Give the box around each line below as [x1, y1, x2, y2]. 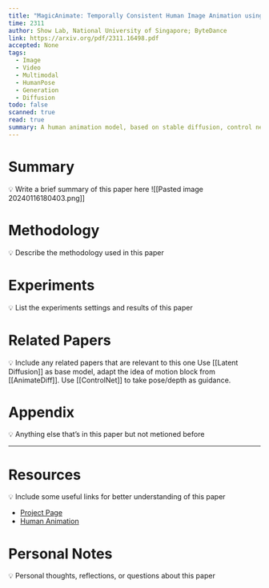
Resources [8, 466, 82, 484]
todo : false [8, 101, 48, 109]
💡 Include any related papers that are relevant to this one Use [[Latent [8, 358, 239, 367]
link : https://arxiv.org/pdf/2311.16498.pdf [8, 34, 159, 42]
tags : [8, 49, 26, 57]
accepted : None [8, 42, 59, 50]
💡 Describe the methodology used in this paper [8, 247, 164, 257]
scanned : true [8, 109, 56, 117]
